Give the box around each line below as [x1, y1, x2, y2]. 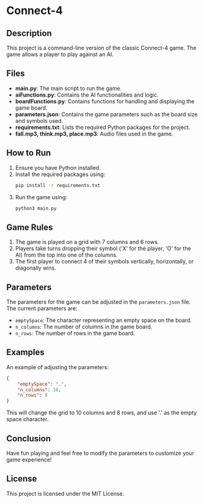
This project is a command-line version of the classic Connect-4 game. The [6, 44, 197, 51]
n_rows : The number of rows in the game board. [15, 329, 136, 337]
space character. [6, 416, 49, 423]
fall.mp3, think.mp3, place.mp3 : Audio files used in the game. [15, 130, 173, 138]
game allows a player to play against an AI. [6, 51, 114, 58]
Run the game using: [15, 193, 68, 200]
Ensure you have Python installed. [15, 164, 101, 171]
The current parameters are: [6, 305, 78, 312]
